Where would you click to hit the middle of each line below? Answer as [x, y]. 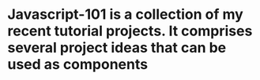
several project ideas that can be [117, 48]
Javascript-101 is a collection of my [126, 15]
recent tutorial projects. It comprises [130, 31]
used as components [77, 65]
